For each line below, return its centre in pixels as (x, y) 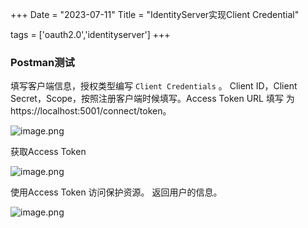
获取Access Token (48, 152)
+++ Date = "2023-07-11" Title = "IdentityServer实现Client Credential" (155, 14)
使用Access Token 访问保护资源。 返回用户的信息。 (116, 192)
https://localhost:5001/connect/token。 (91, 111)
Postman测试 (42, 62)
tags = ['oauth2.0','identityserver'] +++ (90, 34)
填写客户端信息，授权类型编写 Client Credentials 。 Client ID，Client (154, 86)
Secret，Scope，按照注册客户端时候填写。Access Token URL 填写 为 (152, 99)
